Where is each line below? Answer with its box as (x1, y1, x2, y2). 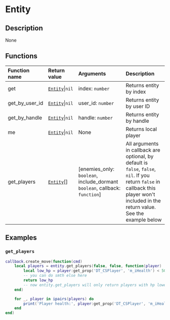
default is (125, 159, 148, 166)
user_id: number (78, 99, 114, 106)
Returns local (125, 125, 157, 132)
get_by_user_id (8, 99, 44, 106)
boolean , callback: (78, 184, 121, 191)
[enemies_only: (78, 165, 115, 172)
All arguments (125, 140, 159, 147)
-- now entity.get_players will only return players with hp (23, 282, 155, 288)
